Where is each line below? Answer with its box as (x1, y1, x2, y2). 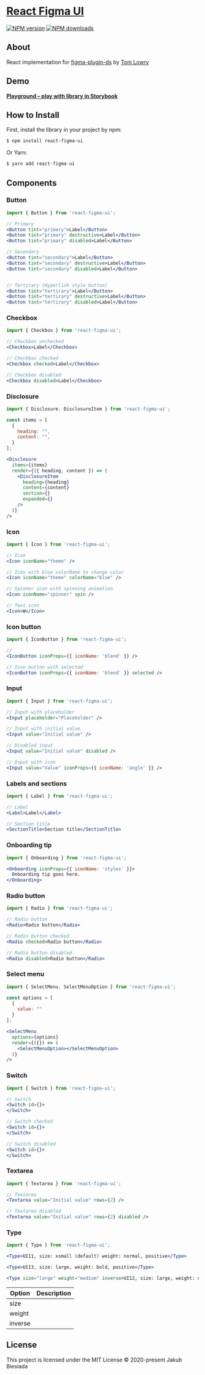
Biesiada (6, 1362, 28, 1370)
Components (6, 178, 57, 188)
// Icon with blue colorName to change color (6, 569, 124, 575)
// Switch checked (6, 1119, 53, 1125)
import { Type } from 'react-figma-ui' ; (6, 1242, 111, 1249)
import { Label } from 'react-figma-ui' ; (6, 793, 113, 799)
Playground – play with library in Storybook (6, 92, 118, 99)
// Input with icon (6, 759, 56, 765)
